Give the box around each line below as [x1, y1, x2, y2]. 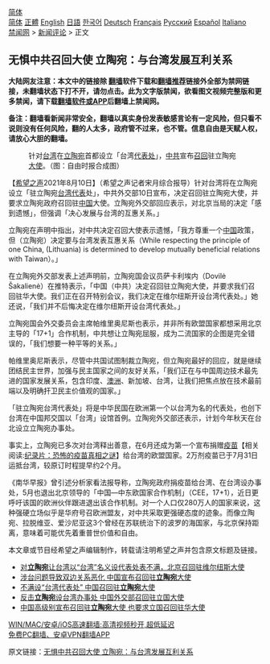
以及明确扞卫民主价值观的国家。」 [14, 385, 125, 396]
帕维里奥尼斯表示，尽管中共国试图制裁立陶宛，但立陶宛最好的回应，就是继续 [8, 355, 262, 365]
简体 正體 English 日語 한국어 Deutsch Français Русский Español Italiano [8, 18, 247, 27]
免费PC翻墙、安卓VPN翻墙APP [8, 629, 110, 639]
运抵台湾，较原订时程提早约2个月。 [8, 460, 126, 470]
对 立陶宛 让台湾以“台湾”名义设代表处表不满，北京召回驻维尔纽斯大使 [19, 562, 245, 571]
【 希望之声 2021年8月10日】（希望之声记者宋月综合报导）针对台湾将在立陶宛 [8, 177, 258, 187]
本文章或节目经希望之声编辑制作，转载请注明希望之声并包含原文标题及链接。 [8, 545, 262, 554]
